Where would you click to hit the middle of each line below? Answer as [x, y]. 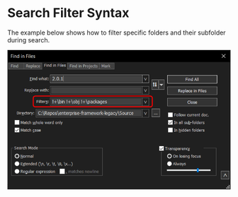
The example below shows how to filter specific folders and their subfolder [117, 32]
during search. [29, 40]
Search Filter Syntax [68, 13]
